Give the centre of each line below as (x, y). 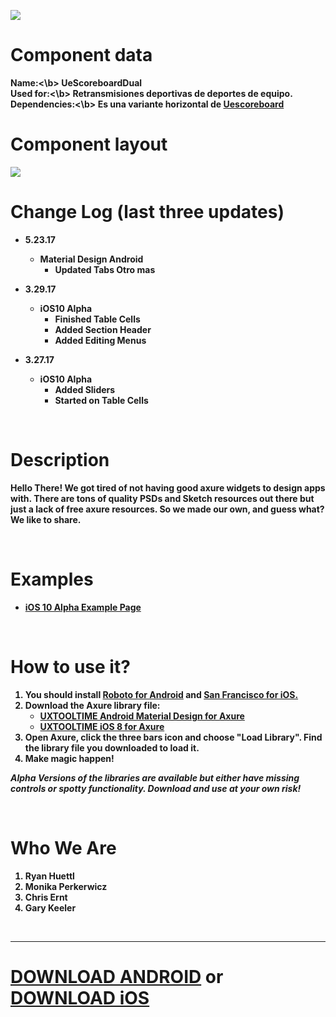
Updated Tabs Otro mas (105, 269)
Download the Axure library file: (92, 705)
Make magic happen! (69, 758)
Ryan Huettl (49, 876)
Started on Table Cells (101, 400)
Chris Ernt (46, 897)
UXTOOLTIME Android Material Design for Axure (142, 716)
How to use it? (70, 666)
